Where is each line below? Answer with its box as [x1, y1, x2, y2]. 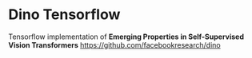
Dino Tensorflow [8, 6, 121, 24]
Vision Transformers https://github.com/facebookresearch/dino [8, 40, 222, 49]
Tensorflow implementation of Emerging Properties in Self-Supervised [8, 32, 245, 41]
